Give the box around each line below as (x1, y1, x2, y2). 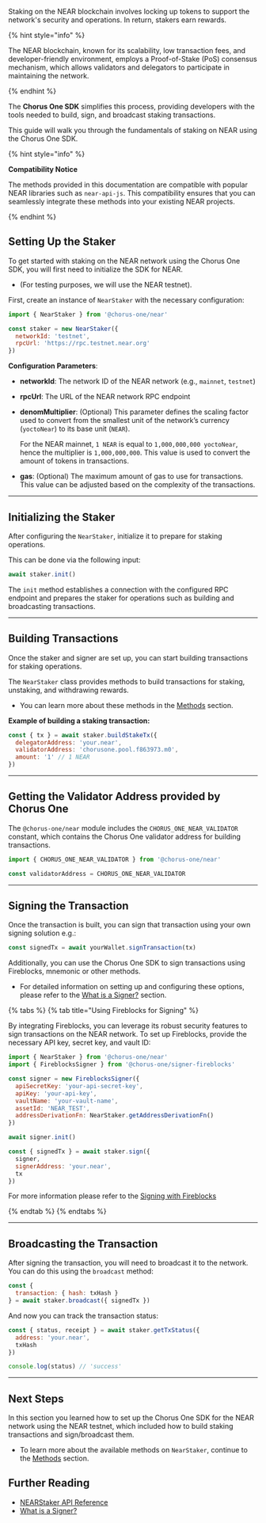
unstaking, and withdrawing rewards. (8, 685, 129, 695)
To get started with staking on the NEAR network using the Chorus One (8, 256, 241, 265)
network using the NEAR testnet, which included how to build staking (8, 1422, 234, 1431)
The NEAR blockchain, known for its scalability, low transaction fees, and (8, 46, 246, 55)
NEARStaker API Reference (19, 1497, 108, 1507)
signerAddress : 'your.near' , (15, 1162, 112, 1171)
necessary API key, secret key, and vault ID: (8, 1038, 151, 1048)
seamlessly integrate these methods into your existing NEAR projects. (8, 197, 235, 206)
